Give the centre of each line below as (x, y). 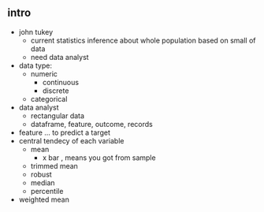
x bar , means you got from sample (99, 158)
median (43, 182)
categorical (49, 99)
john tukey (36, 32)
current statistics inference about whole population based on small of (143, 40)
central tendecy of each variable (71, 140)
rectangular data (57, 115)
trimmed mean (54, 166)
